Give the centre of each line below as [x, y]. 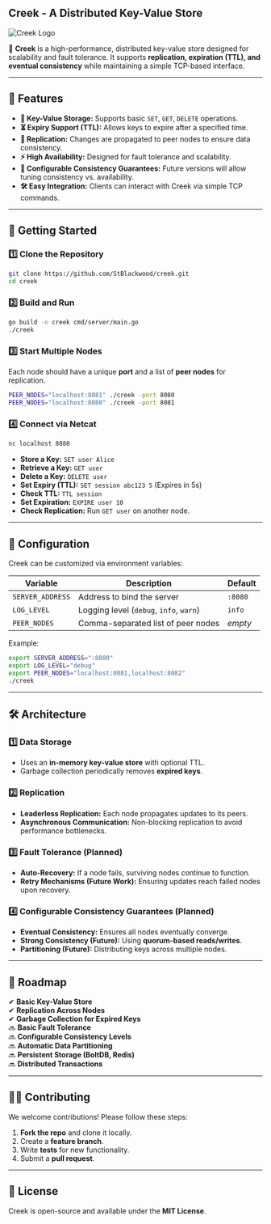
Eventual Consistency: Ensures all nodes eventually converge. [125, 932]
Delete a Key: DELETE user [63, 476]
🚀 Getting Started [53, 231]
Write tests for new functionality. [75, 1150]
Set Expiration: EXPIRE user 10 [71, 502]
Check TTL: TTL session [61, 493]
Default [242, 583]
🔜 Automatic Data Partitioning [60, 1046]
